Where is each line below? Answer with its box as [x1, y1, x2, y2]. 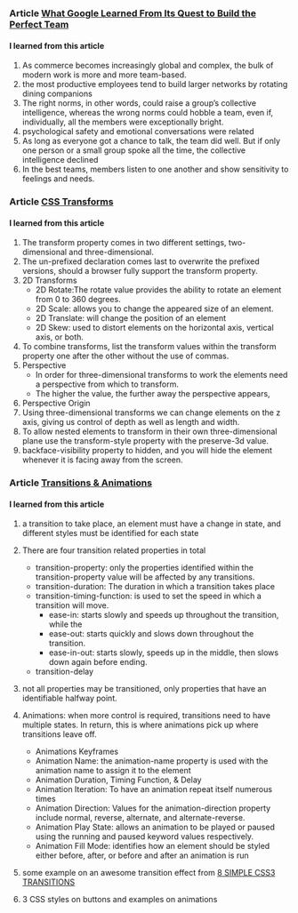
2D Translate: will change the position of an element [35, 313, 227, 324]
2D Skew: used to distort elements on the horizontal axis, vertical [35, 323, 274, 333]
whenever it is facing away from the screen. [21, 454, 184, 465]
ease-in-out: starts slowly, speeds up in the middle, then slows [48, 647, 278, 658]
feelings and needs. [21, 173, 95, 184]
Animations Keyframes [35, 746, 118, 757]
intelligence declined [21, 155, 99, 165]
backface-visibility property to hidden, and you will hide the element [21, 445, 273, 456]
